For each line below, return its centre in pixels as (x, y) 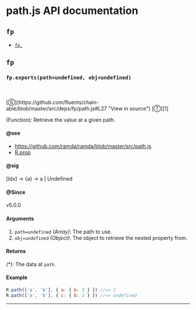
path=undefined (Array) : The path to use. (63, 232)
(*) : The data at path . (31, 264)
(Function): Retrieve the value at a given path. (61, 120)
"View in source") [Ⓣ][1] (139, 108)
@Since (16, 192)
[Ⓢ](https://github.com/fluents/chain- (52, 102)
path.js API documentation (72, 11)
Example (17, 278)
